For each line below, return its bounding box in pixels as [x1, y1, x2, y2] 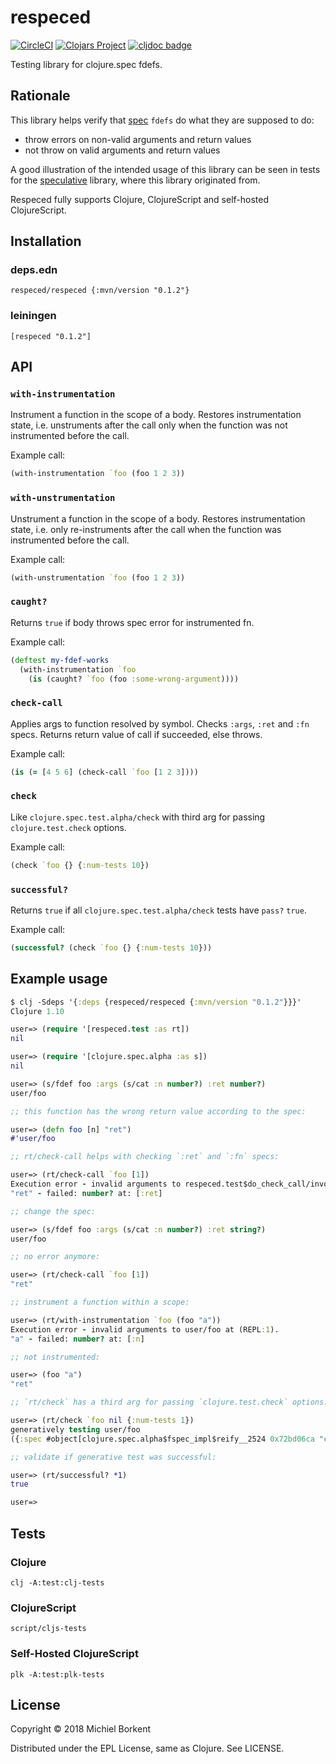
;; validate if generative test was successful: [10, 1452, 217, 1462]
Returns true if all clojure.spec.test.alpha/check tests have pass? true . [10, 904, 307, 916]
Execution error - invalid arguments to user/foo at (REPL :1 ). [10, 1324, 280, 1335]
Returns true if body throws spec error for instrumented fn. [10, 616, 255, 628]
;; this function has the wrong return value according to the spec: [10, 1106, 307, 1116]
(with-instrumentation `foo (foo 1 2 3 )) [10, 469, 186, 479]
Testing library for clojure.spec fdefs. [10, 58, 163, 70]
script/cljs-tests [10, 1624, 87, 1634]
